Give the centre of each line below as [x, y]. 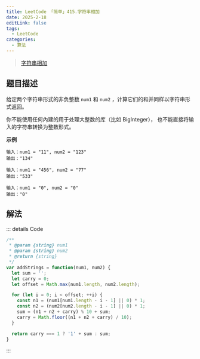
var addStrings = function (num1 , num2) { [59, 267]
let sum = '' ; [29, 273]
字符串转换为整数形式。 [45, 127]
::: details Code [25, 229]
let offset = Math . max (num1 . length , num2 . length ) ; [76, 284]
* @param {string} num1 [38, 245]
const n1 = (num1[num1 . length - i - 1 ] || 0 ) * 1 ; [81, 301]
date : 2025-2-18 [26, 17]
